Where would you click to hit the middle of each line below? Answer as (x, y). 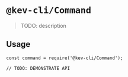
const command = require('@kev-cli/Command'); (65, 58)
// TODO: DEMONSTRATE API (38, 68)
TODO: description (44, 25)
